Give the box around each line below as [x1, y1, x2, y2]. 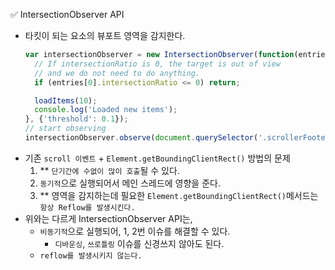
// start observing [24, 124, 107, 134]
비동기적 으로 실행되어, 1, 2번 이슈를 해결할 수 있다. [39, 225, 231, 237]
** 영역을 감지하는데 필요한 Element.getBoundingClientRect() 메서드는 [39, 189, 319, 201]
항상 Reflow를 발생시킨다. [39, 202, 136, 213]
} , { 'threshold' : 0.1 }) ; [24, 114, 129, 124]
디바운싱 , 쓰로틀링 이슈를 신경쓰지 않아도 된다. [54, 237, 225, 249]
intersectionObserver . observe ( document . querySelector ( [24, 133, 259, 143]
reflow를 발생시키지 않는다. [39, 250, 143, 261]
